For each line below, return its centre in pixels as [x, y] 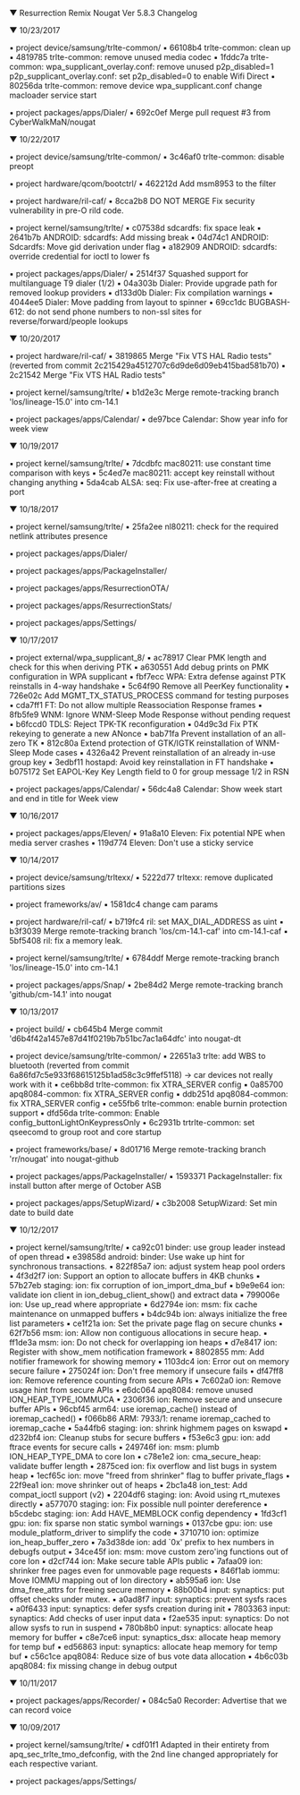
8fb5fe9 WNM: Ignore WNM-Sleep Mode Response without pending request [150, 714]
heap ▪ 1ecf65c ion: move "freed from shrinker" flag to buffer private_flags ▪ [150, 1475]
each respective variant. [54, 1764]
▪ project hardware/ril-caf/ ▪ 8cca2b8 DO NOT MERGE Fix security [132, 201]
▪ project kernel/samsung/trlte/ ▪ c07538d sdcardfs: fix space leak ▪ [135, 228]
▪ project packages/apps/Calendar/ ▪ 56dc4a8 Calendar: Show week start [146, 789]
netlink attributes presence [59, 536]
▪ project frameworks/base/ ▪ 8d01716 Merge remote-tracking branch [137, 1149]
